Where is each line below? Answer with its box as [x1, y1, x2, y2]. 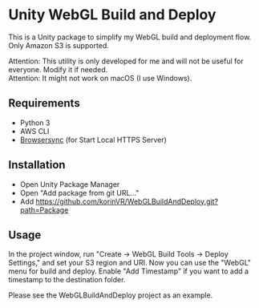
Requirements [8, 96, 80, 110]
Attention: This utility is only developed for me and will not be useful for [8, 56, 244, 66]
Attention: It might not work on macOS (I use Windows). [8, 73, 192, 83]
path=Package [19, 205, 69, 214]
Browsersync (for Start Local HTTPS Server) [19, 135, 167, 144]
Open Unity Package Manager [19, 179, 120, 189]
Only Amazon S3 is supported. [8, 40, 110, 50]
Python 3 [19, 118, 51, 128]
